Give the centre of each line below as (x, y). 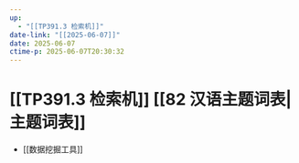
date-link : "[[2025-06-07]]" (65, 35)
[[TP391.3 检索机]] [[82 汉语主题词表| (151, 100)
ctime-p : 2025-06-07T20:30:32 (67, 52)
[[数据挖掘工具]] (53, 149)
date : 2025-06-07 (43, 43)
